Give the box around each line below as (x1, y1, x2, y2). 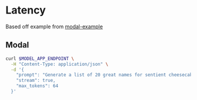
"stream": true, (16, 78, 56, 84)
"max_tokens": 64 (16, 83, 59, 89)
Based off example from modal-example (5, 23, 103, 30)
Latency (5, 4, 46, 17)
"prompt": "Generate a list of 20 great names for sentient (16, 72, 166, 78)
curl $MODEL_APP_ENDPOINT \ (5, 55, 75, 62)
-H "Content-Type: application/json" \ (11, 61, 109, 67)
